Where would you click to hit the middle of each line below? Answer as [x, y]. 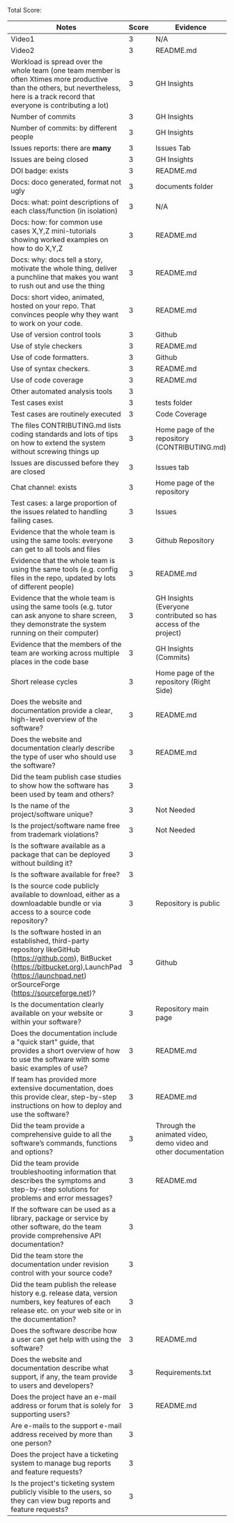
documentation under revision [60, 1264]
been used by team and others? [62, 794]
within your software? [46, 1022]
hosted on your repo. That [53, 306]
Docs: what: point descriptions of [65, 202]
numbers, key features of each [61, 1302]
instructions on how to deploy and [66, 1105]
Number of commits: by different [64, 128]
